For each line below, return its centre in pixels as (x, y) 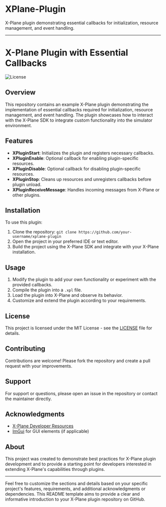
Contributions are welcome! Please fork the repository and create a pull (78, 361)
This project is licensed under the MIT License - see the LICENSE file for (79, 328)
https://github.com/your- (105, 232)
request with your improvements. (39, 366)
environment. (19, 125)
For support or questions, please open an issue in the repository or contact (82, 393)
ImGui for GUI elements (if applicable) (51, 431)
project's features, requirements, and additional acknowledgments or (75, 489)
